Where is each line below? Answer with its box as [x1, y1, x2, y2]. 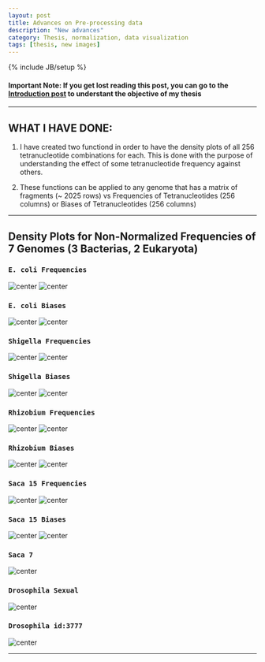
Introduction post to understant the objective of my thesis [8, 88, 202, 99]
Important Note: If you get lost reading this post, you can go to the [8, 80, 229, 90]
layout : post [8, 11, 51, 20]
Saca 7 [8, 550, 34, 560]
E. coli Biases [8, 301, 67, 310]
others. [19, 167, 43, 177]
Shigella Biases [8, 372, 71, 381]
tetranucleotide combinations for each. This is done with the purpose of [19, 151, 253, 160]
